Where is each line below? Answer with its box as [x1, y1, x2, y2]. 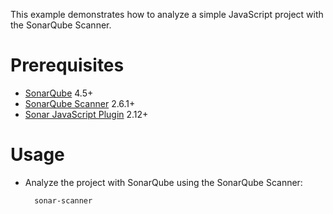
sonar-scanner [34, 195, 93, 206]
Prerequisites [10, 54, 125, 77]
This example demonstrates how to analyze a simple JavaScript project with [10, 9, 324, 20]
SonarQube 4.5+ [24, 87, 94, 99]
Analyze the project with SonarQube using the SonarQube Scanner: [24, 176, 303, 188]
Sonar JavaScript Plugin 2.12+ [24, 108, 149, 120]
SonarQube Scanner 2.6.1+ [24, 97, 136, 109]
